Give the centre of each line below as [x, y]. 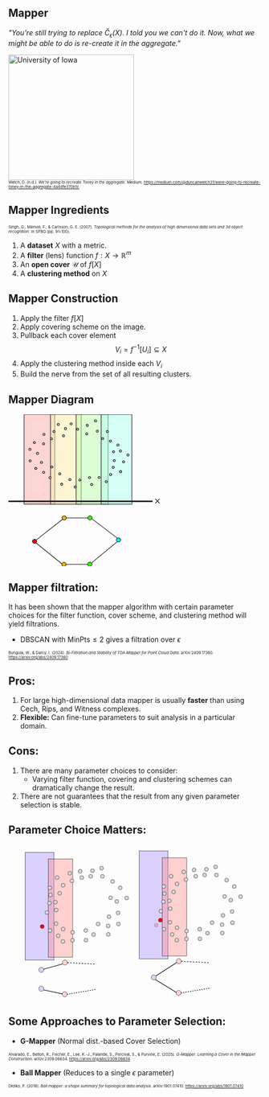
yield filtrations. [34, 624]
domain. [33, 725]
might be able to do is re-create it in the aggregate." [94, 43]
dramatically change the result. [83, 787]
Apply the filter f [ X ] [52, 318]
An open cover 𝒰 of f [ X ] [61, 265]
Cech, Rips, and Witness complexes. [80, 709]
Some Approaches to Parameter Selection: [117, 1022]
